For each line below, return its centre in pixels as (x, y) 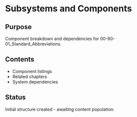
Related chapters (30, 77)
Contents (20, 59)
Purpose (19, 27)
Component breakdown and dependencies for (52, 39)
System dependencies (35, 81)
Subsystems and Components (68, 9)
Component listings (32, 71)
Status (16, 97)
